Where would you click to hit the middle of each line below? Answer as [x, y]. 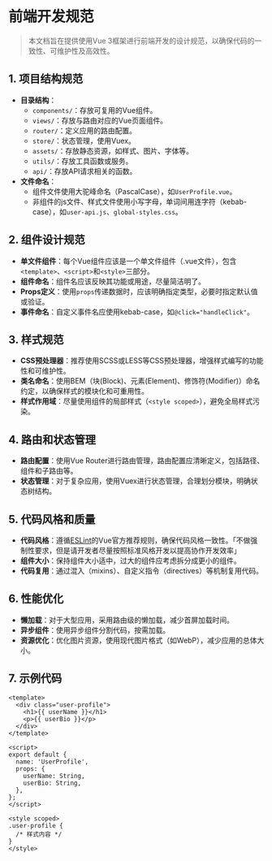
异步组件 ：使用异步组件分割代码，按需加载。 [95, 630]
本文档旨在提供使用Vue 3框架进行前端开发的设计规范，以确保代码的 [141, 41]
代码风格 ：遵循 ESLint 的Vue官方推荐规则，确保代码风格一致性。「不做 [135, 540]
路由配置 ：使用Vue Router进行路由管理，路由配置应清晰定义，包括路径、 [142, 461]
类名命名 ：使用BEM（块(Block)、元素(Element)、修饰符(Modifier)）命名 [140, 381]
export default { [38, 755]
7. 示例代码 [35, 679]
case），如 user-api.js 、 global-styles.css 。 [107, 211]
